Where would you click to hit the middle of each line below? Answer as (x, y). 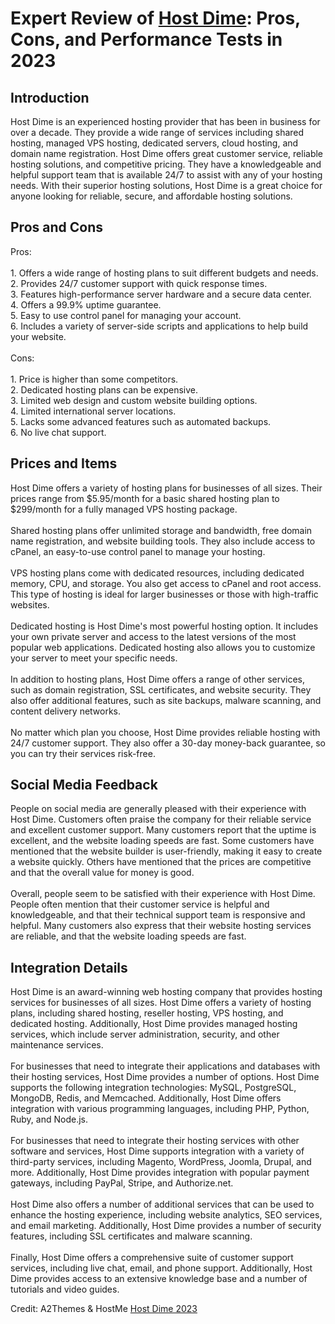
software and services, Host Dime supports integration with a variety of (157, 1151)
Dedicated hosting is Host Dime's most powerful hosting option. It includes (164, 626)
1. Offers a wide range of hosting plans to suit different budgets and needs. (164, 273)
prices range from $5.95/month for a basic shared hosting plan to (145, 498)
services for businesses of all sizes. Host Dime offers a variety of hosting (161, 1003)
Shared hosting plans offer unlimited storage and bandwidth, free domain (161, 530)
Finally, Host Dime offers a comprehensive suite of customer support (152, 1258)
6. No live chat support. (58, 432)
